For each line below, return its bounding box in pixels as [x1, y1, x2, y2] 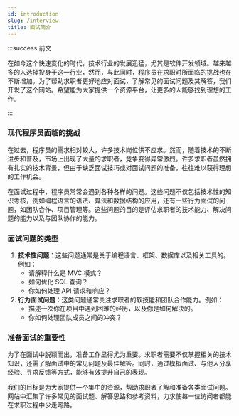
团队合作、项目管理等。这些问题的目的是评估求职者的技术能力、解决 [26, 205, 225, 213]
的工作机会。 [7, 172, 45, 181]
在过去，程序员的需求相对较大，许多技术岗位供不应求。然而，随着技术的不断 [7, 145, 232, 154]
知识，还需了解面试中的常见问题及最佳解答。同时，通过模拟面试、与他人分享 [7, 359, 232, 368]
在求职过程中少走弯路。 [7, 401, 76, 410]
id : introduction [7, 10, 59, 18]
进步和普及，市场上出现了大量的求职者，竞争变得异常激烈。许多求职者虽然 [7, 154, 225, 163]
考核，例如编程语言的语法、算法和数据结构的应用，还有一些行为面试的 [13, 196, 219, 205]
